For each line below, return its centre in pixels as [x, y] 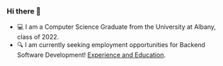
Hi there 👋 [24, 11]
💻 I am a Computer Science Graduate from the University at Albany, [116, 27]
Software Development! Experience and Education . [91, 55]
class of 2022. [38, 37]
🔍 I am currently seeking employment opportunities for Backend [111, 45]
